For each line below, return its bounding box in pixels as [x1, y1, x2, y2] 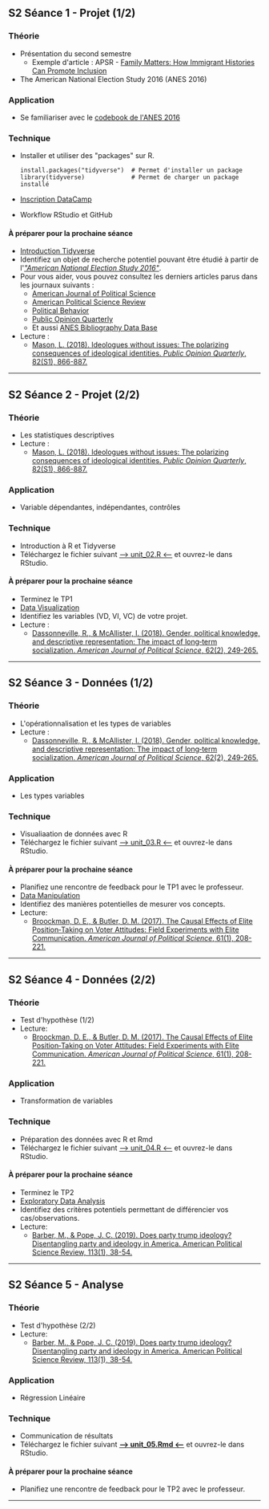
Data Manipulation [19, 891, 81, 901]
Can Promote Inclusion [31, 66, 107, 75]
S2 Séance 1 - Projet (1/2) [8, 6, 136, 20]
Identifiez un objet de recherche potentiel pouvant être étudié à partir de [19, 254, 259, 264]
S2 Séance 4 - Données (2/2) [8, 973, 156, 986]
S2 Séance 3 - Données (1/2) [8, 676, 154, 689]
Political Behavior [31, 306, 90, 315]
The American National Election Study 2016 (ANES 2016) [19, 74, 207, 83]
